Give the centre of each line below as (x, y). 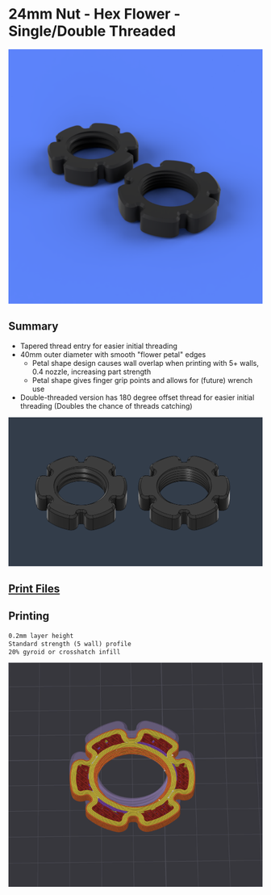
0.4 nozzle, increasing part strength (92, 372)
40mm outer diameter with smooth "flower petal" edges (113, 354)
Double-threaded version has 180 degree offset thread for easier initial (137, 397)
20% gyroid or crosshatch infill (65, 652)
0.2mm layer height (41, 636)
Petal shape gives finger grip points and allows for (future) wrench (142, 380)
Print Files (34, 588)
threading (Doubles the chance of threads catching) (106, 405)
